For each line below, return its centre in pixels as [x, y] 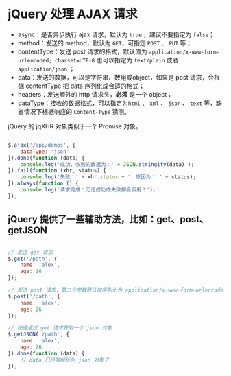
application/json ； [46, 69]
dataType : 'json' [45, 152]
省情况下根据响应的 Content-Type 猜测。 [74, 111]
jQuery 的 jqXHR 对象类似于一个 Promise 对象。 [75, 126]
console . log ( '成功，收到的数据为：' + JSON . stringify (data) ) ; [107, 164]
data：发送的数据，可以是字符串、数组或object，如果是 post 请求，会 [116, 77]
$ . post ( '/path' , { [34, 296]
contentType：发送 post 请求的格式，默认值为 [83, 51]
